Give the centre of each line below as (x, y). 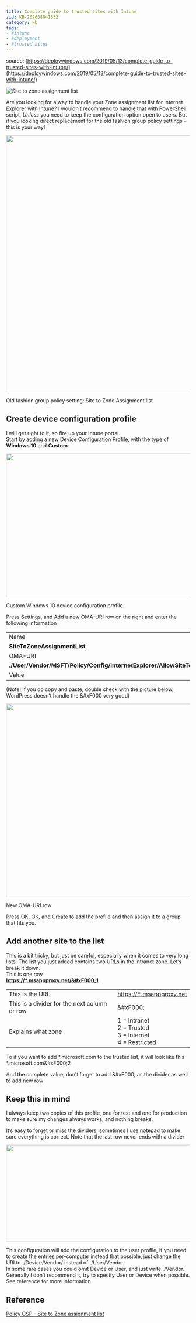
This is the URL (30, 994)
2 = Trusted (134, 1027)
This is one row (24, 974)
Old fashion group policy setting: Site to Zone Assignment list (80, 400)
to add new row (25, 1081)
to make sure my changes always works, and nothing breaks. (80, 1119)
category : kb (22, 22)
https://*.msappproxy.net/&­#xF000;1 (52, 980)
